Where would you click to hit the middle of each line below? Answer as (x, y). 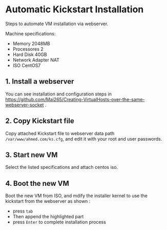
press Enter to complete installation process (59, 222)
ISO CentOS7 (27, 65)
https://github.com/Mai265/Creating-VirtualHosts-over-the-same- (75, 99)
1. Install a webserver (40, 81)
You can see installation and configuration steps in (58, 94)
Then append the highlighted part (48, 217)
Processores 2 (28, 49)
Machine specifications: (30, 33)
